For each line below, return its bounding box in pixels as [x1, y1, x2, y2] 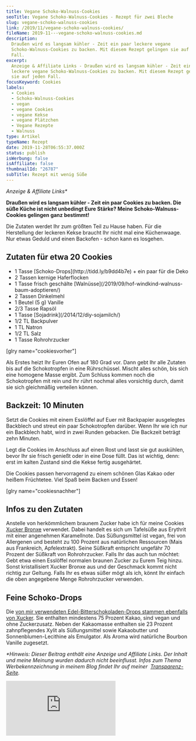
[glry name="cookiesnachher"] [6, 487, 80, 494]
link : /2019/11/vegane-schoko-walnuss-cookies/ [6, 25, 124, 31]
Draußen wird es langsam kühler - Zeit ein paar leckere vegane [11, 42, 171, 47]
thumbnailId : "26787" [6, 166, 59, 173]
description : [6, 36, 38, 42]
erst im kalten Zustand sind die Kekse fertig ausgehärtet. [6, 459, 142, 466]
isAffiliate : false [6, 161, 54, 167]
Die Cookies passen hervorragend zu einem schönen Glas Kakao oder [6, 470, 175, 477]
